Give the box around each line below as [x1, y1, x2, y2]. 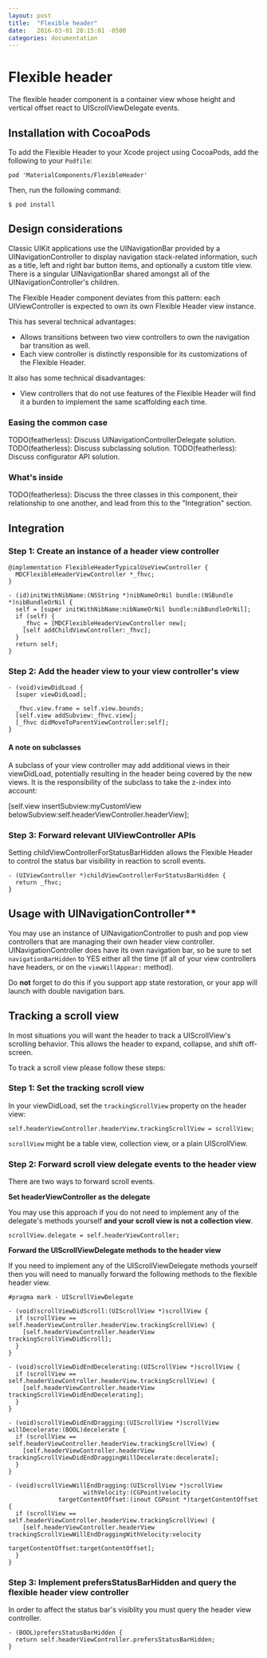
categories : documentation [8, 33, 98, 42]
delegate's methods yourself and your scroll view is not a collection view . [8, 1216, 253, 1226]
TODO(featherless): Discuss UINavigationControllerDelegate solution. [8, 435, 237, 445]
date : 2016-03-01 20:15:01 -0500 [8, 26, 127, 34]
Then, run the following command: [8, 185, 121, 195]
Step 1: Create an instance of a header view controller [8, 545, 220, 557]
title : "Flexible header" [8, 19, 98, 27]
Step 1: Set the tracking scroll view [8, 1082, 145, 1093]
